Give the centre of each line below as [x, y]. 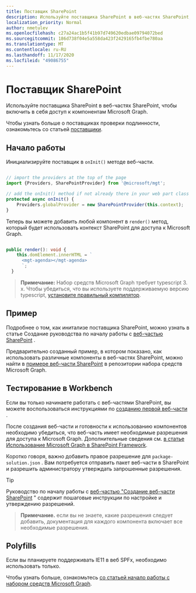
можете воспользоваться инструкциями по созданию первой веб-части [97, 409]
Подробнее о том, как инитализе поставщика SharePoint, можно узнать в [98, 327]
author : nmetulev [27, 28]
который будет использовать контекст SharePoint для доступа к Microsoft [98, 227]
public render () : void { [36, 249]
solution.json [23, 463]
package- [163, 457]
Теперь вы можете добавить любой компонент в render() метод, [87, 221]
